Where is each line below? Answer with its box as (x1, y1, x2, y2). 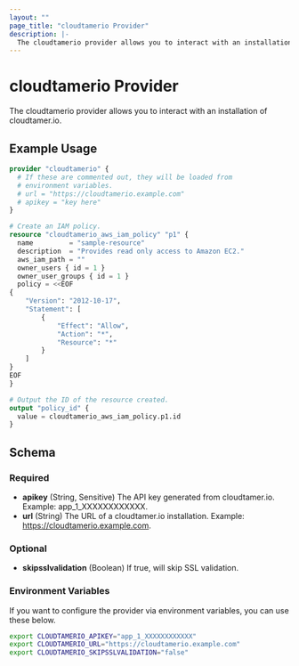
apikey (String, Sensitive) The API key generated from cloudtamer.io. (21, 491, 275, 502)
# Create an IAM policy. (9, 222, 101, 231)
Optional (9, 542, 47, 555)
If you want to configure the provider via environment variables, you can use (9, 605, 289, 615)
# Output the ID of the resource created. (9, 395, 169, 404)
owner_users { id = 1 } (17, 264, 105, 272)
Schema (9, 444, 56, 459)
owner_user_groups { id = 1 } (17, 272, 129, 280)
